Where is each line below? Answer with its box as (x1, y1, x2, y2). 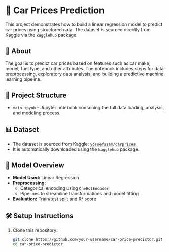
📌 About (5, 47, 31, 55)
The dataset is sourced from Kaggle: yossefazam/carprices (12, 141, 136, 147)
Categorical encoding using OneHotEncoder (20, 185, 109, 191)
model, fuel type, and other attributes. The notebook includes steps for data (5, 65, 164, 71)
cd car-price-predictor (12, 241, 63, 247)
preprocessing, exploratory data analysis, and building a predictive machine (5, 71, 164, 77)
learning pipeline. (5, 76, 42, 82)
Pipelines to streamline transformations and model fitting (20, 191, 139, 197)
